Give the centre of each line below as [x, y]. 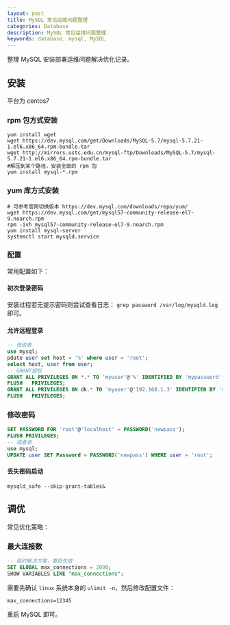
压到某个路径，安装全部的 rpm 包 [56, 166]
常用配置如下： [28, 271]
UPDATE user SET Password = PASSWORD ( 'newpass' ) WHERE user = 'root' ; [110, 455]
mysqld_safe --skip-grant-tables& [56, 486]
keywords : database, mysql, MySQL [56, 39]
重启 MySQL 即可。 [34, 614]
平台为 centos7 [28, 101]
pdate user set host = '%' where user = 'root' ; [78, 358]
